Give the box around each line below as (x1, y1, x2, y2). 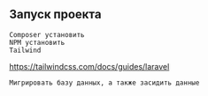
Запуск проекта (9, 7, 102, 22)
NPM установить (9, 38, 65, 47)
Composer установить (9, 30, 86, 39)
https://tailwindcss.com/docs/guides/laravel (9, 61, 170, 71)
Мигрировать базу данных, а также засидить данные (9, 78, 200, 87)
